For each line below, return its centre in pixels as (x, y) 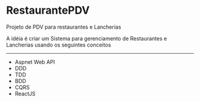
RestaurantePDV (48, 10)
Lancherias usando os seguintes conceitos (59, 45)
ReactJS (25, 94)
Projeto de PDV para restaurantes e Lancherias (64, 27)
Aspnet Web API (35, 62)
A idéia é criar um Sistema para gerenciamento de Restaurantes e (87, 38)
